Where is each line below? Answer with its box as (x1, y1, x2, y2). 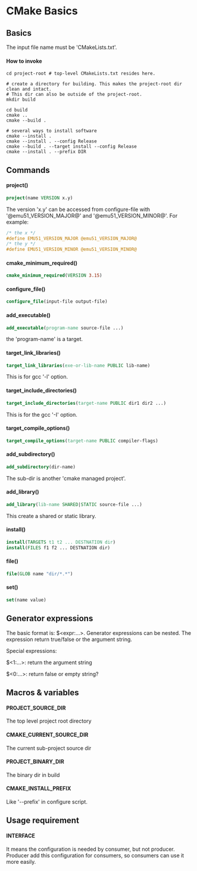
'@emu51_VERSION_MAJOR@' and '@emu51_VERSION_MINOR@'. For (6, 212, 178, 219)
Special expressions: (6, 647, 57, 654)
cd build (6, 107, 28, 113)
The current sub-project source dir (6, 744, 92, 752)
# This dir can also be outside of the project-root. (6, 91, 143, 98)
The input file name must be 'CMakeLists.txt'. (6, 44, 117, 51)
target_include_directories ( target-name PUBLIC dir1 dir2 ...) (6, 400, 167, 406)
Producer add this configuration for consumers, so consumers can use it (6, 851, 185, 859)
